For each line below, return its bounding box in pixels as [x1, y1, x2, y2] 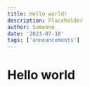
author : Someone [7, 23, 55, 30]
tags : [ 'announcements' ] [7, 37, 80, 44]
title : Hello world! [7, 10, 68, 18]
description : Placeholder [7, 17, 83, 24]
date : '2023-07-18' [7, 30, 65, 37]
